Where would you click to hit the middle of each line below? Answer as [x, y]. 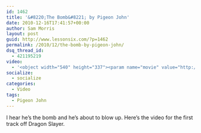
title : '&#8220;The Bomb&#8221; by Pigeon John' [68, 17]
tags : [13, 95]
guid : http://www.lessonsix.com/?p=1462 [57, 39]
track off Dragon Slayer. [36, 123]
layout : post [22, 34]
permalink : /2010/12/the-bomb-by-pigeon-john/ [65, 45]
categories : [21, 84]
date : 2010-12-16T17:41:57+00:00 [48, 23]
